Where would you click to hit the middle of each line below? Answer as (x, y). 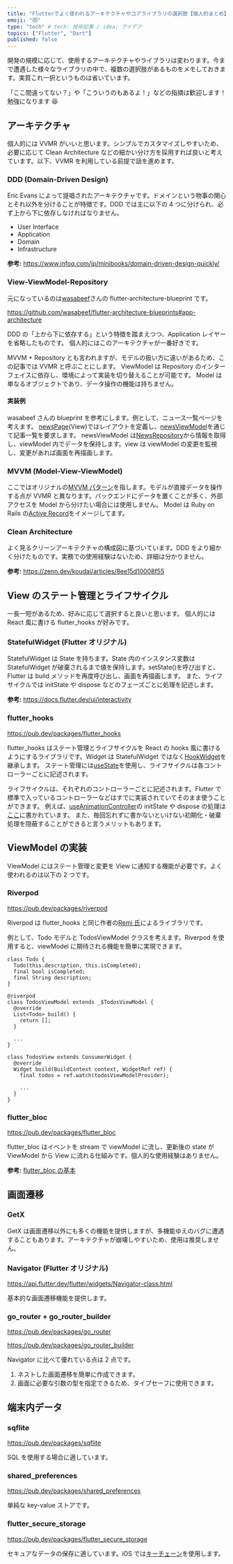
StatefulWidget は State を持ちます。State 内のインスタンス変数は (102, 659)
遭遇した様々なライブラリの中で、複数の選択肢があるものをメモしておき (116, 69)
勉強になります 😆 (33, 101)
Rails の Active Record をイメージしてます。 (68, 513)
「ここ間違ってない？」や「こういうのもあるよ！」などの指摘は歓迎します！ (117, 93)
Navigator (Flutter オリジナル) (58, 1268)
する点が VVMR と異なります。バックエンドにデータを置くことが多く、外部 (115, 496)
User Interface (38, 227)
